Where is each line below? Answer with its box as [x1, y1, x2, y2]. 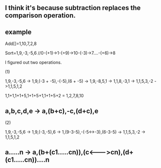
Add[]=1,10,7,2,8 [5, 41, 37, 46]
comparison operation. [5, 12, 76, 20]
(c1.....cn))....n [5, 156, 49, 164]
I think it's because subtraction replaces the [5, 4, 141, 12]
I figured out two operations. [5, 60, 62, 65]
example [5, 28, 32, 36]
